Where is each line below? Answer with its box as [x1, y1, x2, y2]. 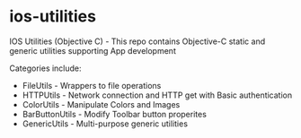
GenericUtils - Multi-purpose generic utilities [22, 118, 189, 129]
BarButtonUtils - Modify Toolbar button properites [22, 108, 207, 119]
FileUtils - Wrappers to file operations [22, 80, 162, 91]
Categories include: [9, 63, 83, 73]
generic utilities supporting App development [9, 45, 177, 56]
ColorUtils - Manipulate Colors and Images [22, 99, 181, 109]
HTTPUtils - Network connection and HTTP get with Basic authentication [22, 90, 293, 100]
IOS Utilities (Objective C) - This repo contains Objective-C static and [9, 36, 266, 47]
